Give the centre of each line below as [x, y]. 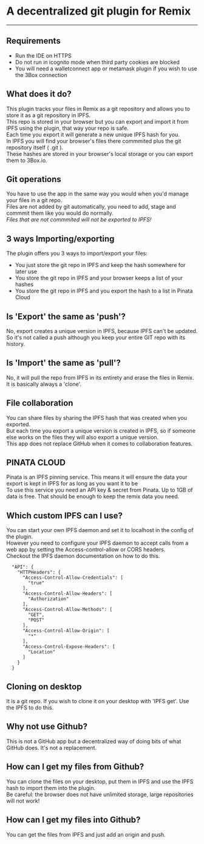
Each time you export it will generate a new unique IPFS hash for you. [93, 134]
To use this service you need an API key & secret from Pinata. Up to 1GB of [100, 490]
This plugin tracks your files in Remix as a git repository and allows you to [98, 109]
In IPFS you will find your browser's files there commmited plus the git [94, 141]
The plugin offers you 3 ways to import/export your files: [77, 254]
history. [16, 344]
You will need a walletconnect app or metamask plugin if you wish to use [106, 69]
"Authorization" [49, 599]
